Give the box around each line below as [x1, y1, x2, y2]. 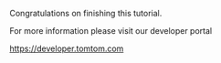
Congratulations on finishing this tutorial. [9, 8, 163, 18]
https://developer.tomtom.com [9, 43, 124, 54]
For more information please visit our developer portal [9, 26, 213, 36]
